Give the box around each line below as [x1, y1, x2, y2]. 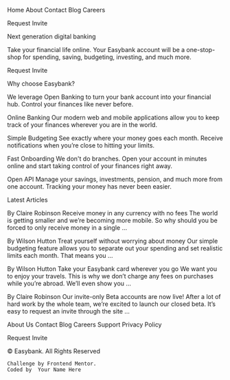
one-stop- [186, 46, 216, 54]
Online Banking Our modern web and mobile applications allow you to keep [7, 113, 220, 121]
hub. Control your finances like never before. [7, 100, 134, 108]
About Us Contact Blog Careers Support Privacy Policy [7, 320, 162, 329]
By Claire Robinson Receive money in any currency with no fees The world [7, 209, 218, 217]
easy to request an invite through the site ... [7, 307, 130, 315]
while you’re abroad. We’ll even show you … [7, 279, 132, 287]
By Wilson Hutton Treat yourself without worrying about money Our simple [7, 237, 218, 245]
